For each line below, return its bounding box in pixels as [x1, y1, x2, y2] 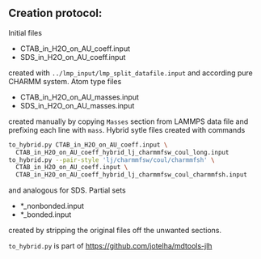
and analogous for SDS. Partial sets [8, 185, 127, 195]
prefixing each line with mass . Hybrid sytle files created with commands [8, 125, 246, 134]
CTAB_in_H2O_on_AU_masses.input [19, 92, 140, 102]
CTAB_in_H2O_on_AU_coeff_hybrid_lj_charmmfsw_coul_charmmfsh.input [15, 171, 248, 179]
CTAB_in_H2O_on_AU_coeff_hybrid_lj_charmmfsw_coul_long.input [15, 148, 229, 156]
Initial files [8, 28, 43, 37]
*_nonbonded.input [19, 202, 85, 211]
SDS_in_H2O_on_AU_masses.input [19, 100, 135, 110]
